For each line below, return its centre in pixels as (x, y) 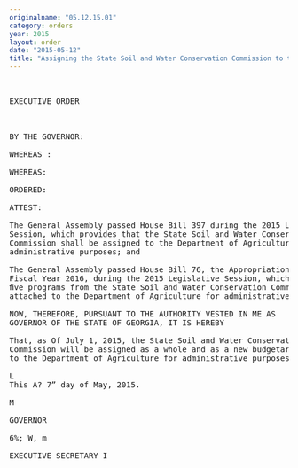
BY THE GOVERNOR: (47, 137)
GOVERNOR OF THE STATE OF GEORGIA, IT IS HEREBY (117, 323)
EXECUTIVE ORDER (44, 101)
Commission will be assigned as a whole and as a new (129, 350)
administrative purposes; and (75, 252)
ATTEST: (26, 208)
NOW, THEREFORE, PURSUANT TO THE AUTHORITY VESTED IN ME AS (143, 314)
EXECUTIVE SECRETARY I (59, 456)
